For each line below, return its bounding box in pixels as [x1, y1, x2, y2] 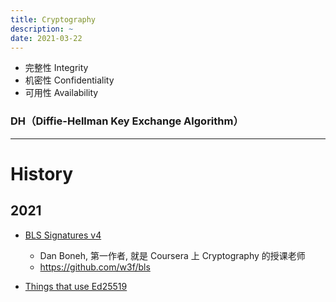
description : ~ [10, 24, 74, 34]
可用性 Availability [24, 87, 99, 99]
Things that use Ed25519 [24, 280, 128, 292]
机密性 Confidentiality [24, 74, 115, 86]
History [10, 162, 74, 185]
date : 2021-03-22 [10, 33, 83, 43]
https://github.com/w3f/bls [39, 261, 151, 273]
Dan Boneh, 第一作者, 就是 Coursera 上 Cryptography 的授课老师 [39, 249, 306, 261]
